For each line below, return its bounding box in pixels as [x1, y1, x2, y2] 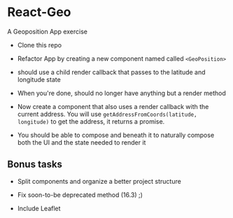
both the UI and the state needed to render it [17, 138, 146, 147]
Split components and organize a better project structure [17, 177, 182, 185]
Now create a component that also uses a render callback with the [17, 102, 209, 110]
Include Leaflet [17, 204, 61, 212]
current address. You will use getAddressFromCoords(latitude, [17, 110, 197, 118]
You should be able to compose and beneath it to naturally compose [17, 131, 215, 139]
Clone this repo [17, 41, 62, 49]
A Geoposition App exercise [7, 27, 87, 36]
